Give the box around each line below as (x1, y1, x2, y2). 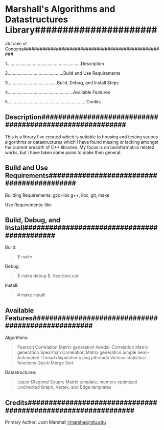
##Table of (5, 40, 27, 46)
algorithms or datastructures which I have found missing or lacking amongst (5, 139, 159, 145)
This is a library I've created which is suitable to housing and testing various (5, 134, 158, 140)
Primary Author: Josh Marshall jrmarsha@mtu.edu (5, 419, 106, 425)
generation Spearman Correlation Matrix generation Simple (17, 349, 137, 355)
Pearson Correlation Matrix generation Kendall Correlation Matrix (17, 344, 148, 350)
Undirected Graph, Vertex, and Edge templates (17, 384, 112, 390)
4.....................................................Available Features (5, 89, 110, 95)
